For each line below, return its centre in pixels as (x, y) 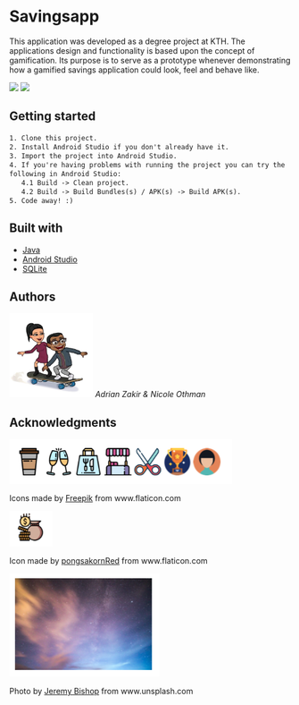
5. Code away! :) (42, 200)
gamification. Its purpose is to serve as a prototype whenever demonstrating (150, 60)
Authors (33, 297)
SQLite (34, 268)
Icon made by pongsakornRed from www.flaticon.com (108, 561)
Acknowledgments (63, 422)
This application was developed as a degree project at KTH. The (127, 41)
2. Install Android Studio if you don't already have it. (119, 147)
